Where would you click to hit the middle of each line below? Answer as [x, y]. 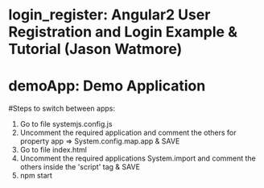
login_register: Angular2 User [109, 15]
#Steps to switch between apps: [62, 109]
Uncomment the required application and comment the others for [128, 133]
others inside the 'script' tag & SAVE [80, 167]
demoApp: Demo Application [107, 86]
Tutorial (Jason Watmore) [95, 49]
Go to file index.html [53, 150]
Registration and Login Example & [123, 32]
